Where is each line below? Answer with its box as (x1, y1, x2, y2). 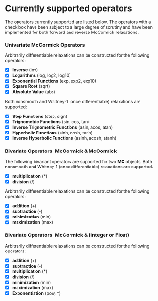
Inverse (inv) (12, 67, 38, 73)
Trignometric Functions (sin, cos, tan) (12, 118, 89, 124)
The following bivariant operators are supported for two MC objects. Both (5, 159, 152, 165)
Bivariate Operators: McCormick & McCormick (5, 148, 117, 154)
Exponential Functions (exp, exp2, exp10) (12, 78, 96, 84)
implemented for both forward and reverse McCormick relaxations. (5, 29, 139, 35)
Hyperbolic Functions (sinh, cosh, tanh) (12, 130, 93, 135)
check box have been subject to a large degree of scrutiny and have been (5, 24, 153, 30)
